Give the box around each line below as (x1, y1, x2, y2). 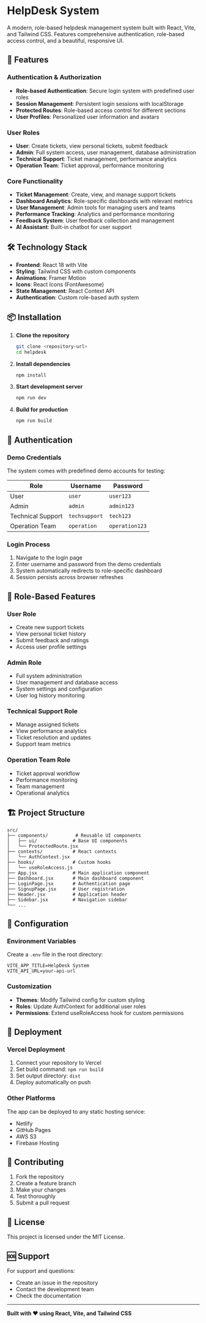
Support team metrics (15, 740, 71, 748)
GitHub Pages (15, 1126, 51, 1133)
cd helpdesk (15, 349, 46, 355)
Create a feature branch (15, 1180, 76, 1187)
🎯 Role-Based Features (7, 591, 96, 602)
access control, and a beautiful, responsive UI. (7, 37, 124, 44)
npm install (15, 372, 46, 378)
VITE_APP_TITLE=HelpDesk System (7, 962, 89, 969)
